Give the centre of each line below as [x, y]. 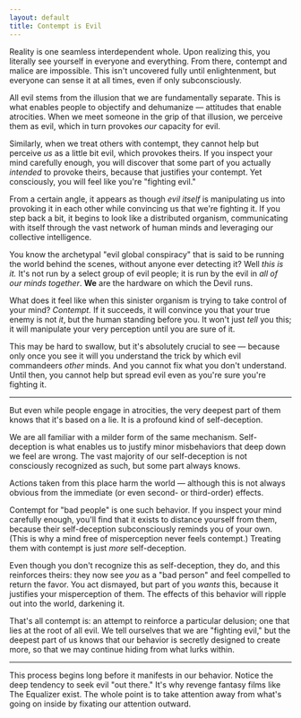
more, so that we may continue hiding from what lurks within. [122, 649]
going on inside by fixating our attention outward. [100, 704]
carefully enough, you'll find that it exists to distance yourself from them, [143, 519]
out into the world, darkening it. [67, 603]
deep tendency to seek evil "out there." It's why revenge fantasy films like [145, 684]
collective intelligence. [51, 237]
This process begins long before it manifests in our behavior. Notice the [141, 675]
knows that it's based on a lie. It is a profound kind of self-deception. [136, 420]
